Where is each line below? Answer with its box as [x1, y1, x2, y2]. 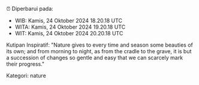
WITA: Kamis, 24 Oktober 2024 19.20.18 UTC [14, 23, 126, 31]
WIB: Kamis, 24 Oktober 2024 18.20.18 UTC [14, 17, 123, 24]
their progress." [6, 60, 45, 68]
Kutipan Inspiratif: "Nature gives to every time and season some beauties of [6, 41, 194, 48]
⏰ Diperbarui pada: [6, 5, 54, 12]
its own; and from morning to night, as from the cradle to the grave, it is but [6, 48, 192, 54]
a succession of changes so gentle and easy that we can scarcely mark [6, 54, 183, 61]
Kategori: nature [6, 72, 46, 79]
